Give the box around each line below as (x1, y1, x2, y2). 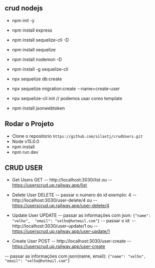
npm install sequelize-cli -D (12, 37, 69, 43)
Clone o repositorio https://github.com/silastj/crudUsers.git (12, 133, 143, 139)
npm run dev (12, 149, 39, 155)
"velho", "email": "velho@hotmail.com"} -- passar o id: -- (12, 218, 136, 224)
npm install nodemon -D (12, 56, 62, 62)
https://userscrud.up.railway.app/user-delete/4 (12, 203, 110, 209)
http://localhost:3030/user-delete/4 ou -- (12, 197, 98, 203)
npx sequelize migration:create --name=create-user (12, 85, 120, 92)
